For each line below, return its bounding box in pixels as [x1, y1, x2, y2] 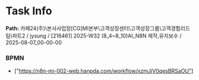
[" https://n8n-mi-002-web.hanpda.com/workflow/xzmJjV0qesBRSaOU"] [14, 67, 194, 75]
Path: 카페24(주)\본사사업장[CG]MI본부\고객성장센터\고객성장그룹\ [5, 24, 161, 32]
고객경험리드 [161, 24, 191, 32]
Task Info [5, 4, 52, 18]
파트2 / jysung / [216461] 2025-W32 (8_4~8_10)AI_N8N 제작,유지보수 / [12, 32, 182, 39]
